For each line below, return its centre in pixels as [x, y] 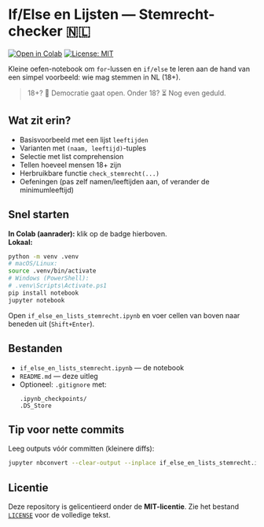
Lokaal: [20, 242]
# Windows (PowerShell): [49, 278]
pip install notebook [44, 293]
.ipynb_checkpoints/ [53, 399]
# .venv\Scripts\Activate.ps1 [58, 286]
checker [35, 31]
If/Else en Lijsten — [72, 15]
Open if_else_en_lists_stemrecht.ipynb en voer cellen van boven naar [124, 315]
